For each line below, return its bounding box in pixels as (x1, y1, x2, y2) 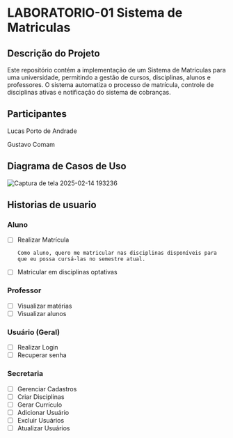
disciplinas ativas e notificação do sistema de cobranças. (7, 88, 172, 96)
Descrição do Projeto (7, 47, 100, 59)
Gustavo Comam (7, 140, 56, 148)
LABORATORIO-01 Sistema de (7, 5, 183, 21)
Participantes (7, 108, 67, 120)
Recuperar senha (17, 351, 67, 359)
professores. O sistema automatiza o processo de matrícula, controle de (7, 81, 214, 88)
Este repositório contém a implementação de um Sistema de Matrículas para (7, 66, 226, 74)
